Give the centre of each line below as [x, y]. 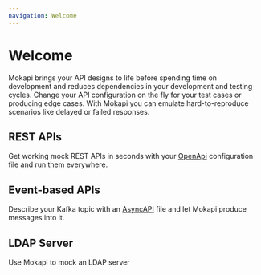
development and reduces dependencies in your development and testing [130, 86]
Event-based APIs [54, 190]
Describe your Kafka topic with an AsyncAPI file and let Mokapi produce [128, 209]
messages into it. [37, 218]
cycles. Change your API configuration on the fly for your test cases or [125, 95]
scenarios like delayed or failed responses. [79, 111]
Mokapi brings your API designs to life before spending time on [113, 78]
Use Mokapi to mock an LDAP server [69, 262]
